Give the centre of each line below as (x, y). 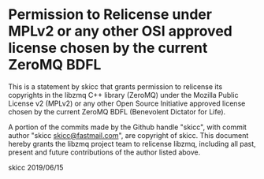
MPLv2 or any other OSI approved (120, 31)
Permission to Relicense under (110, 15)
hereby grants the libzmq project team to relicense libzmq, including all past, (132, 144)
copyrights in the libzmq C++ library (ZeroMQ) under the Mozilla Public (123, 95)
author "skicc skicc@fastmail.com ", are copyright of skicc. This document (128, 135)
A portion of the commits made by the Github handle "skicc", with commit (127, 127)
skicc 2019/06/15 (36, 167)
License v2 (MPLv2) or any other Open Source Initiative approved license (127, 103)
